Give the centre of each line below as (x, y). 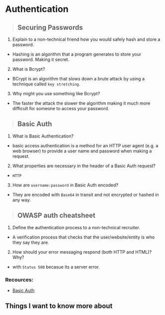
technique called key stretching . (46, 84)
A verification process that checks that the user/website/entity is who (83, 237)
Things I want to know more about (59, 306)
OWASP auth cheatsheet (56, 216)
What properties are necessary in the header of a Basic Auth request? (84, 166)
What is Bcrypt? (29, 69)
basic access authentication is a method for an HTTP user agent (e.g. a (85, 145)
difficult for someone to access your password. (61, 108)
